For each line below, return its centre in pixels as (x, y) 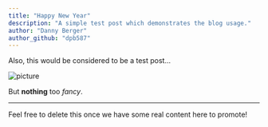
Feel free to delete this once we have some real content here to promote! (128, 115)
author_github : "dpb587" (49, 38)
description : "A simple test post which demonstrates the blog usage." (130, 23)
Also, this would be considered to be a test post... (90, 61)
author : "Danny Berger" (48, 30)
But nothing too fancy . (45, 92)
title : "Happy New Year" (49, 16)
